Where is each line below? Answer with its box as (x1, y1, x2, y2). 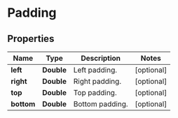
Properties (7, 33, 55, 45)
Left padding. (73, 65, 118, 75)
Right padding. (73, 77, 121, 86)
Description (80, 54, 121, 63)
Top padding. (73, 88, 117, 97)
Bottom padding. (73, 99, 128, 109)
